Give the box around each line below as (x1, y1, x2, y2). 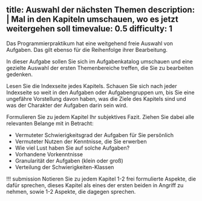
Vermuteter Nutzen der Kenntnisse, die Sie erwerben (15, 138, 147, 145)
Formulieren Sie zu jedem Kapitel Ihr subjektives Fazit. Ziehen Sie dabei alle (6, 113, 195, 120)
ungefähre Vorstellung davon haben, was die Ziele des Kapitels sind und (6, 95, 186, 102)
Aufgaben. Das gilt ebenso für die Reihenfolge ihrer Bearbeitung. (6, 46, 168, 53)
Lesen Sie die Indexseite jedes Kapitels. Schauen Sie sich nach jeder (6, 82, 177, 89)
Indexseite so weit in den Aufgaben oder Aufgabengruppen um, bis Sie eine (6, 89, 195, 96)
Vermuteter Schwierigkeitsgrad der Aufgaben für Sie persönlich (15, 131, 174, 138)
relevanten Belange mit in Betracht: (6, 120, 94, 127)
